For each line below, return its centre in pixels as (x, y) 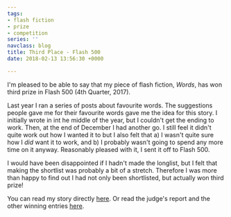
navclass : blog (29, 46)
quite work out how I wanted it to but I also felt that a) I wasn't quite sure (110, 134)
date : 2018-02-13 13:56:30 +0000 (55, 59)
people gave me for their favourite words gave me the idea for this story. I (112, 112)
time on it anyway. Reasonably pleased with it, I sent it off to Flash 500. (109, 149)
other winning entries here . (46, 206)
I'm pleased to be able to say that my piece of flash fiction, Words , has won (115, 85)
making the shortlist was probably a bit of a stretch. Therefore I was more (112, 170)
